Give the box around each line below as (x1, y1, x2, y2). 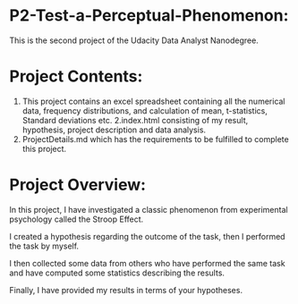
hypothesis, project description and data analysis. (21, 124, 207, 135)
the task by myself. (9, 241, 79, 251)
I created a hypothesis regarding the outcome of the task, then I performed (9, 231, 285, 241)
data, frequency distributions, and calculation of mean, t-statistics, (21, 105, 268, 116)
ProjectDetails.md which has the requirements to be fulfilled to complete (21, 133, 289, 144)
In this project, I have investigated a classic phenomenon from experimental (9, 204, 288, 215)
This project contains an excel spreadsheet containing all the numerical (21, 96, 285, 106)
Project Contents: (9, 66, 143, 87)
